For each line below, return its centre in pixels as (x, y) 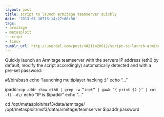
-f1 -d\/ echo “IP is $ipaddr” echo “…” (44, 94)
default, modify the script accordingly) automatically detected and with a (78, 65)
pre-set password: (24, 70)
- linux (13, 42)
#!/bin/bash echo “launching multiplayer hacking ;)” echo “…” (66, 80)
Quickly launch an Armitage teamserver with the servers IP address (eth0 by (82, 60)
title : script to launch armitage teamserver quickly (61, 14)
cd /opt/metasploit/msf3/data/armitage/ (45, 104)
